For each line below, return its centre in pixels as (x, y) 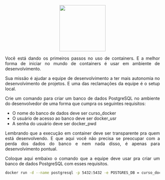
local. (11, 89)
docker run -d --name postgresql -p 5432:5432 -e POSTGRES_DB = (72, 173)
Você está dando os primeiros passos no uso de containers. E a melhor (82, 58)
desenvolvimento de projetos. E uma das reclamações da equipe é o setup (82, 84)
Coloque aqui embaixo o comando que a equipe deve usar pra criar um (82, 158)
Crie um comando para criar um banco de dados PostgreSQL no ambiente (82, 98)
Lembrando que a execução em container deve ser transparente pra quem (82, 133)
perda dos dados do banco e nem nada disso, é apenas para (82, 144)
